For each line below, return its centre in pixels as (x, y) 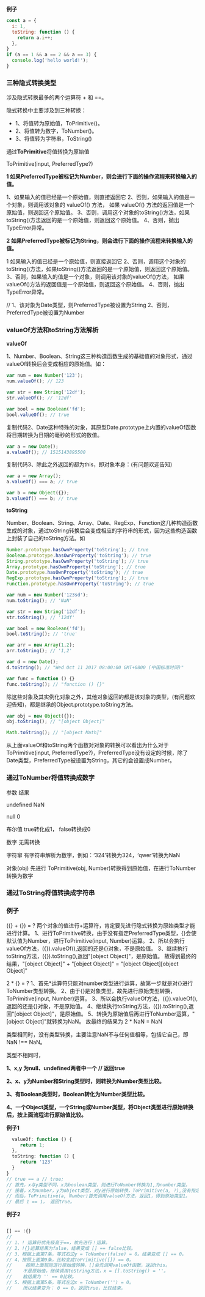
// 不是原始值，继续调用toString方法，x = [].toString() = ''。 (88, 1271)
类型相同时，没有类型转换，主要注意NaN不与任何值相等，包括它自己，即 (97, 1034)
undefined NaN (25, 805)
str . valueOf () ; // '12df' (39, 398)
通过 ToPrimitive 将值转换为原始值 (48, 152)
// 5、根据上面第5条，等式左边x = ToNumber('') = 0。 (70, 1283)
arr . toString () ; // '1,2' (39, 651)
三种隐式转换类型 (31, 83)
